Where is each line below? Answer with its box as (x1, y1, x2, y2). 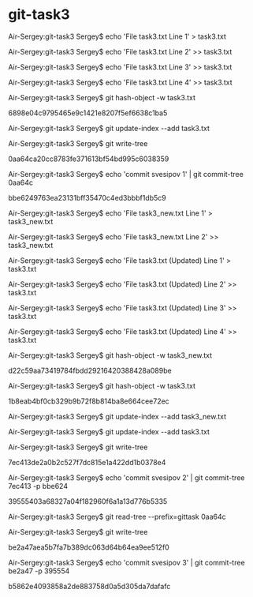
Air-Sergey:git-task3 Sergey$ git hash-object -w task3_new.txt (8, 350, 213, 360)
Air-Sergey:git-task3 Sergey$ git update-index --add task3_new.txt (8, 411, 227, 421)
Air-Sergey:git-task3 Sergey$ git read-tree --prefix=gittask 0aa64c (8, 512, 226, 521)
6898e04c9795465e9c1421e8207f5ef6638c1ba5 (8, 108, 168, 118)
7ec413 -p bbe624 (8, 481, 69, 490)
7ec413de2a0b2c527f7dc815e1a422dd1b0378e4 (8, 457, 166, 467)
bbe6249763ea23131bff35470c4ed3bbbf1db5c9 (8, 193, 167, 202)
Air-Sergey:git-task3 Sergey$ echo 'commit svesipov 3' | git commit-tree (8, 558, 246, 567)
